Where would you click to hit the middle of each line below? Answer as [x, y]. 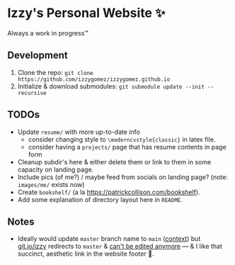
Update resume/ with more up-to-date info [79, 132]
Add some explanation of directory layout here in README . [100, 199]
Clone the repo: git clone [55, 72]
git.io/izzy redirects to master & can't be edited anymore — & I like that [120, 247]
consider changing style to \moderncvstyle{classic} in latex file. [122, 139]
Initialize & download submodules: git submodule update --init [111, 86]
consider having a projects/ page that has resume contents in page [127, 147]
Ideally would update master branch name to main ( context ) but [109, 239]
